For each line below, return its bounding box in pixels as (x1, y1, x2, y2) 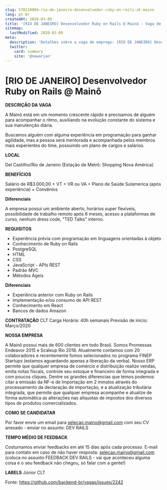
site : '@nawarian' (14, 53, 52, 59)
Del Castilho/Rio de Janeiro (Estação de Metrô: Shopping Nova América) (5, 162, 154, 168)
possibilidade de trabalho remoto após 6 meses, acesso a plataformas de (5, 211, 156, 217)
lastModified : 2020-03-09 (9, 30, 64, 35)
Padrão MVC (12, 267, 39, 273)
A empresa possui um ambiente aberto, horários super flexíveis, (5, 206, 136, 212)
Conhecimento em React (12, 302, 63, 309)
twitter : (9, 44, 28, 49)
